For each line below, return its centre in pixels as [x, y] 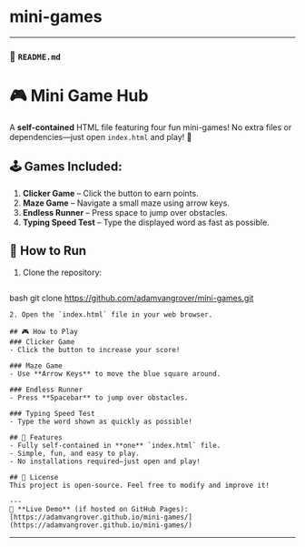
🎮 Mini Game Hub [79, 96]
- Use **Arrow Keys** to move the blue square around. [115, 374]
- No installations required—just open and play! [105, 461]
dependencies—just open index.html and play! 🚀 [101, 137]
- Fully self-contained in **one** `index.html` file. [115, 446]
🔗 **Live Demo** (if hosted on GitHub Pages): [99, 510]
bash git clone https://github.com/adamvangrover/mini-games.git [132, 299]
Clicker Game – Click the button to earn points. [110, 193]
